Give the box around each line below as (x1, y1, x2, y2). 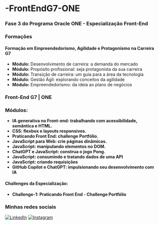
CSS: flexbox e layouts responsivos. (12, 128, 87, 134)
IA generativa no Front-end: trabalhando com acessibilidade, (12, 118, 138, 124)
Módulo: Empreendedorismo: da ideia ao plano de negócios (12, 82, 132, 88)
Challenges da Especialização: (5, 180, 68, 187)
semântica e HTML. (12, 123, 52, 129)
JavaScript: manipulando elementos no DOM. (12, 144, 106, 149)
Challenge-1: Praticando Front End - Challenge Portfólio (12, 191, 127, 197)
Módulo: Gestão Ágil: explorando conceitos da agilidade (12, 77, 125, 82)
